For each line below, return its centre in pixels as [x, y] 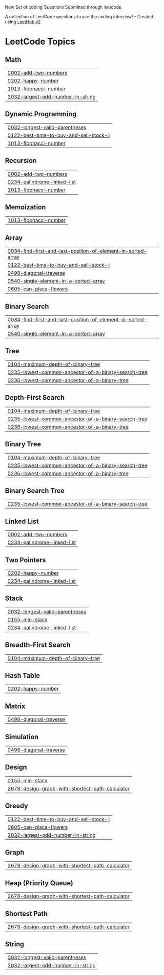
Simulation [22, 737]
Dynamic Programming [41, 114]
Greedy [17, 806]
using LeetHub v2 [23, 22]
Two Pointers [26, 560]
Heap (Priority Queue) [39, 883]
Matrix [15, 706]
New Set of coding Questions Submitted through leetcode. [64, 7]
